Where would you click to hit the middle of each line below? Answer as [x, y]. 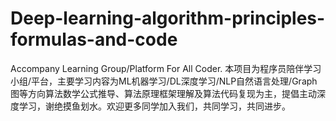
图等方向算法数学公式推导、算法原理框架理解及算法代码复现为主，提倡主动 [163, 93]
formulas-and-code [94, 39]
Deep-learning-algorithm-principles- [168, 18]
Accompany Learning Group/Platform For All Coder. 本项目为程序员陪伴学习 [166, 68]
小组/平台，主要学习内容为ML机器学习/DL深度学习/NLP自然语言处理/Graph [164, 81]
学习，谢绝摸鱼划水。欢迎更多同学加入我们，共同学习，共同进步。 [154, 106]
